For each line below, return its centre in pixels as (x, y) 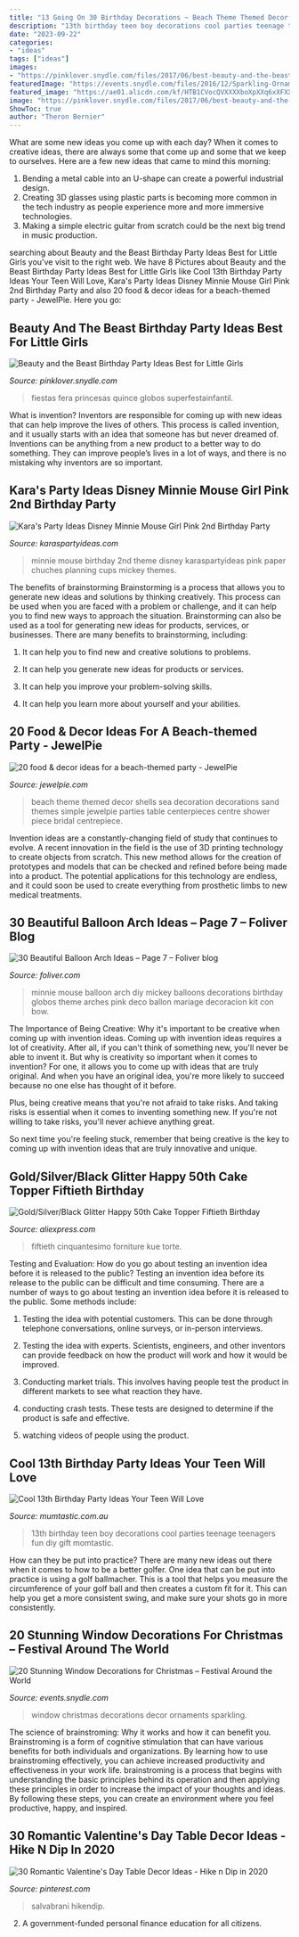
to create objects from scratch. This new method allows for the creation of (145, 857)
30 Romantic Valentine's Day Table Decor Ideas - (148, 1836)
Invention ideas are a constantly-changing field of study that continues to (144, 838)
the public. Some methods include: (73, 1301)
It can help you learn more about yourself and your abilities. (131, 703)
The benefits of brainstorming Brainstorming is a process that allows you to (147, 587)
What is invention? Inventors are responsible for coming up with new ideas (146, 414)
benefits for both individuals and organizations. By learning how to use (139, 1751)
